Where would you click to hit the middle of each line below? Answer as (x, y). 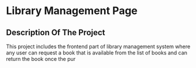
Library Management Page (72, 11)
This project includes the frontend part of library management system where (98, 46)
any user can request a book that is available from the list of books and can (97, 53)
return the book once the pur (41, 59)
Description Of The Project (56, 33)
